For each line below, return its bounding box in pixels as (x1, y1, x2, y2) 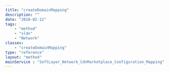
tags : (5, 21, 17, 27)
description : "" (5, 12, 40, 17)
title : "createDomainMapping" (5, 7, 70, 13)
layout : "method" (5, 54, 42, 60)
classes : (5, 41, 24, 46)
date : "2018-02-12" (5, 17, 47, 22)
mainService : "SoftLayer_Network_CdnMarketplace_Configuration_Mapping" (5, 59, 165, 64)
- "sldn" (14, 31, 33, 36)
